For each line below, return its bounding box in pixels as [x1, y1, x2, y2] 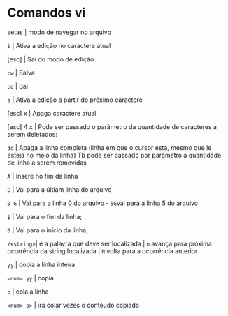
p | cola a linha [7, 287, 49, 296]
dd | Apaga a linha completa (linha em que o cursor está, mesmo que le [7, 143, 212, 151]
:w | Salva [7, 68, 35, 77]
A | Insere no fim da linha [7, 172, 78, 180]
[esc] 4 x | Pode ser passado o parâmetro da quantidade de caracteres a [7, 122, 217, 130]
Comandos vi [7, 5, 86, 21]
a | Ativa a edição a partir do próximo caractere [7, 96, 143, 104]
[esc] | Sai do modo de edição [7, 54, 94, 63]
